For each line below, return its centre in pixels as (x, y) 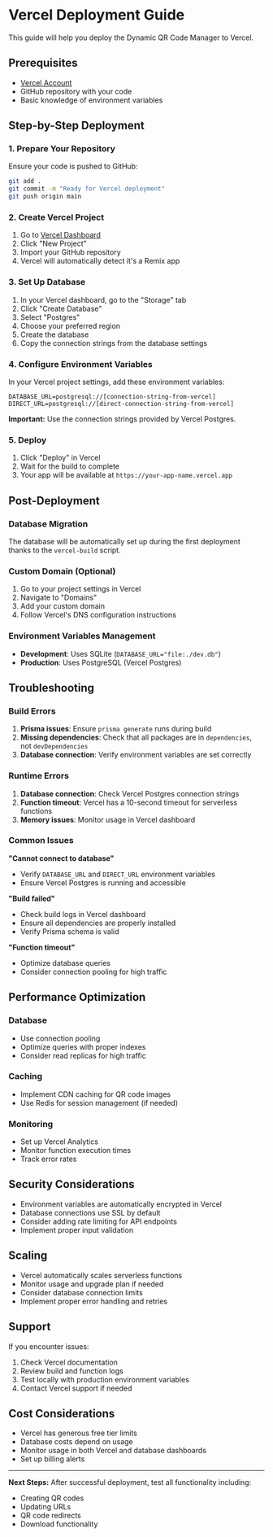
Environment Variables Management (82, 636)
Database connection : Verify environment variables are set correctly (136, 755)
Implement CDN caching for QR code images (95, 1094)
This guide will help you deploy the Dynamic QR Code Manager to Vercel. (131, 37)
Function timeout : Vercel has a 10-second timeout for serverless (129, 802)
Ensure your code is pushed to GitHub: (73, 166)
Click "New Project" (53, 244)
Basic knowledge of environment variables (91, 100)
